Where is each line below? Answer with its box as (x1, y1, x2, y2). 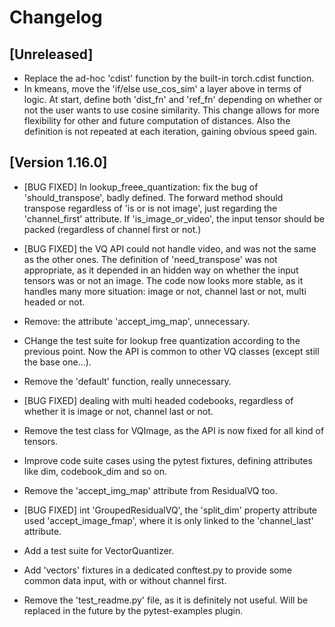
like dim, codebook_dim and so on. (23, 465, 168, 477)
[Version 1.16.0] (9, 154, 108, 171)
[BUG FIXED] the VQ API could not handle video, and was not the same (23, 242, 317, 255)
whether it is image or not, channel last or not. (23, 405, 214, 417)
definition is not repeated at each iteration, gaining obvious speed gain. (23, 126, 317, 137)
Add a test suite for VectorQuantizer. (23, 544, 175, 556)
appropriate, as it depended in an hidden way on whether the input (23, 264, 299, 276)
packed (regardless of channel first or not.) (23, 223, 202, 235)
